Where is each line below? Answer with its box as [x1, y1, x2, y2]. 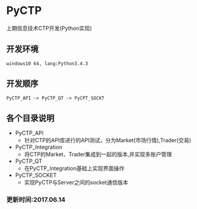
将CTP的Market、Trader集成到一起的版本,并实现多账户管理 [24, 151, 172, 158]
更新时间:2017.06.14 [6, 196, 66, 204]
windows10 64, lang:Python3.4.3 [6, 60, 88, 67]
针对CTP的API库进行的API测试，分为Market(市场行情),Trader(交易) [24, 137, 192, 144]
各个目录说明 [6, 113, 55, 123]
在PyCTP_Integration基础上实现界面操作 [24, 165, 125, 172]
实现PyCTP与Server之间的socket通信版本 [24, 179, 129, 186]
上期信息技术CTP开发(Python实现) [6, 24, 92, 32]
